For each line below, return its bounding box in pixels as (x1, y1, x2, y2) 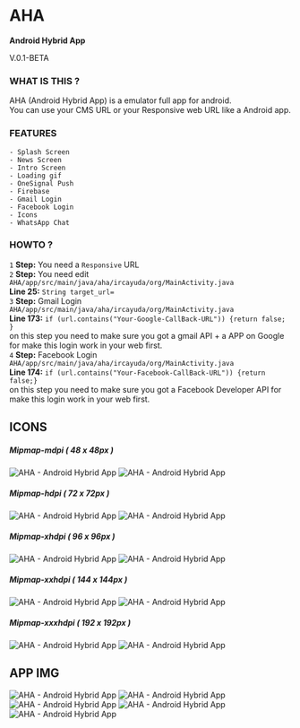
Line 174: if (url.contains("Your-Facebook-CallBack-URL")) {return (9, 367, 266, 377)
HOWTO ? (9, 238, 54, 251)
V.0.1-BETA (9, 52, 49, 63)
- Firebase (9, 186, 50, 195)
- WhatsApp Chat (9, 218, 70, 227)
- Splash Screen (9, 147, 70, 157)
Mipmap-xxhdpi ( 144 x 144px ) (9, 574, 128, 585)
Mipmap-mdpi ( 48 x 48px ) (9, 445, 114, 455)
